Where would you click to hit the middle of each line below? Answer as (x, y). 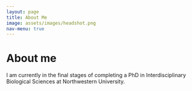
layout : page (23, 12)
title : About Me (27, 17)
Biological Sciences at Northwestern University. (66, 81)
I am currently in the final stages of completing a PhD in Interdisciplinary (96, 75)
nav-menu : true (25, 29)
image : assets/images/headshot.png (51, 23)
